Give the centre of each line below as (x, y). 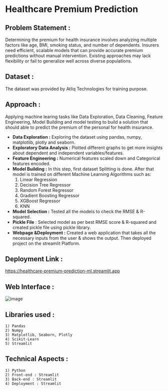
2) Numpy (14, 331)
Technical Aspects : (37, 359)
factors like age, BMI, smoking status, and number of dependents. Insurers (82, 45)
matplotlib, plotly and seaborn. (44, 142)
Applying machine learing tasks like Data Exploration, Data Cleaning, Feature (84, 117)
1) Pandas (15, 326)
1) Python (15, 370)
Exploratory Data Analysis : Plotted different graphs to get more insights (87, 147)
